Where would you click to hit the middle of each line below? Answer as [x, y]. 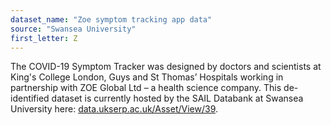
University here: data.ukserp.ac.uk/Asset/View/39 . [114, 109]
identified [30, 98]
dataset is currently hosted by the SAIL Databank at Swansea [177, 98]
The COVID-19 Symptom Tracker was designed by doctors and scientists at [166, 67]
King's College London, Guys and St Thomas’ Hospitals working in [147, 77]
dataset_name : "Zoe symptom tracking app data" [111, 19]
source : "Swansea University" [73, 29]
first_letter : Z [44, 38]
